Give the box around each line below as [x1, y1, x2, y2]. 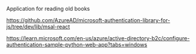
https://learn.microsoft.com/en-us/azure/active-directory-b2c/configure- [6, 35, 190, 41]
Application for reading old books [6, 5, 90, 12]
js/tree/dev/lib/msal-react [6, 23, 70, 30]
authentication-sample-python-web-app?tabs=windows [6, 41, 147, 48]
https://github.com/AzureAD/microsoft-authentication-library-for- [6, 17, 170, 23]
